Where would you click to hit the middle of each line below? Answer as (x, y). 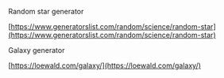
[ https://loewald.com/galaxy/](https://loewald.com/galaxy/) (104, 65)
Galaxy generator (37, 50)
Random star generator (46, 11)
